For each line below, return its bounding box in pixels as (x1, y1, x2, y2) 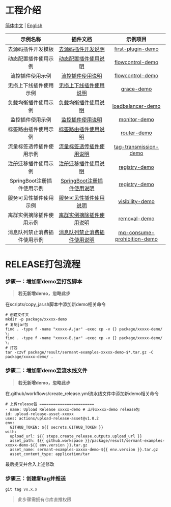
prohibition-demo (115, 235, 158, 242)
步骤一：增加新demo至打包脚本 (5, 278, 82, 285)
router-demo (120, 129, 153, 136)
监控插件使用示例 (10, 116, 52, 123)
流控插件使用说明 (61, 72, 103, 79)
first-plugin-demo (114, 45, 159, 52)
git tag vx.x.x (5, 487, 38, 492)
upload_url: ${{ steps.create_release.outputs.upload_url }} (10, 433, 142, 439)
